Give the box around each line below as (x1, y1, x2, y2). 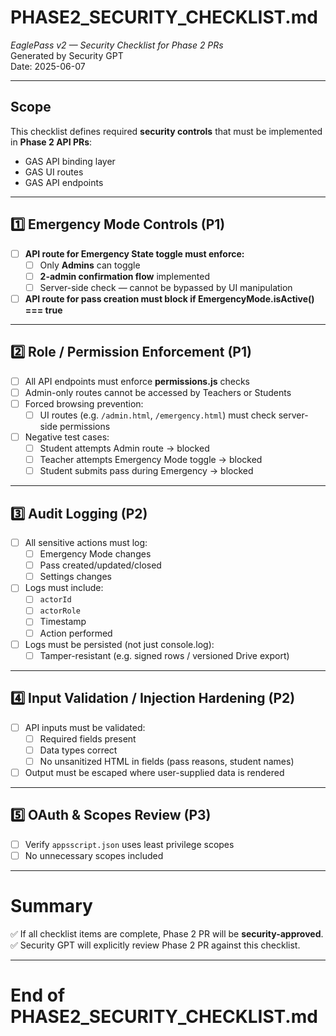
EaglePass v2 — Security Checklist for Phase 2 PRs (10, 39, 224, 51)
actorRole (39, 606, 82, 616)
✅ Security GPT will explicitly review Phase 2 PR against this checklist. (10, 939, 301, 951)
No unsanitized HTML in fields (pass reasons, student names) (39, 755, 295, 767)
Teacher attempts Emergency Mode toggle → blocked (39, 454, 263, 466)
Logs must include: (24, 582, 104, 594)
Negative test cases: (24, 431, 110, 443)
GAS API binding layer (24, 155, 116, 167)
